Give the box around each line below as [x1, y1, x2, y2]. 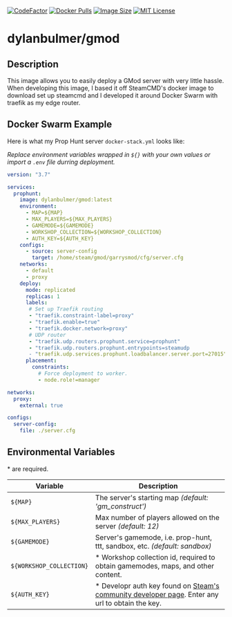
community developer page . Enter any [95, 589, 219, 599]
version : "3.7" [7, 171, 51, 178]
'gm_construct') [95, 501, 147, 511]
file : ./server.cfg [19, 427, 76, 434]
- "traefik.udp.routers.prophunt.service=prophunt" [28, 338, 181, 345]
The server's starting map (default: [95, 492, 209, 502]
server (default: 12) [95, 521, 159, 531]
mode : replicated [25, 286, 76, 293]
